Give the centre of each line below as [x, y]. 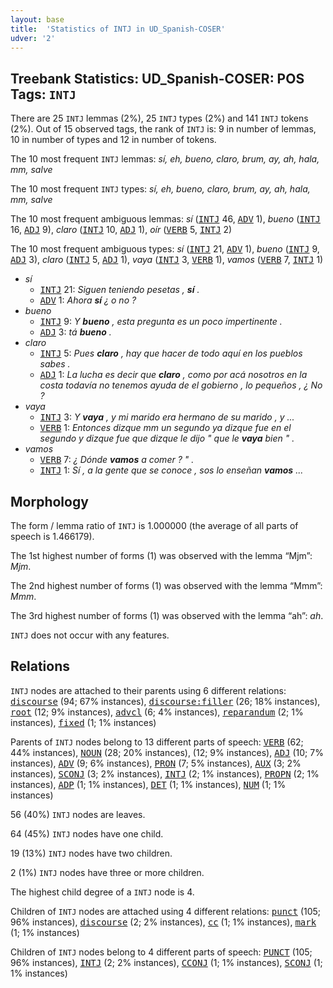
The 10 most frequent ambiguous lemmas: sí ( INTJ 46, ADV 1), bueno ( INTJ [165, 219]
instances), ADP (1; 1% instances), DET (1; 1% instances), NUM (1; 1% [148, 784]
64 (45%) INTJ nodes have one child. [87, 833]
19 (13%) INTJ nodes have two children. [91, 853]
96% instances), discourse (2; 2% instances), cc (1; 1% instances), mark [163, 922]
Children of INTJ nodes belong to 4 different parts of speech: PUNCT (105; [161, 952]
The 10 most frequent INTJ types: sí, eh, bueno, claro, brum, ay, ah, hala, [160, 189]
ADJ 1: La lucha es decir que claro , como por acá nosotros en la [173, 375]
